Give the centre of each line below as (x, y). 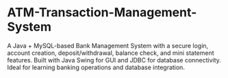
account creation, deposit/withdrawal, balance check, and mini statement (111, 53)
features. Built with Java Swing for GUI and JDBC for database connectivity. (114, 60)
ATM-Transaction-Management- (102, 13)
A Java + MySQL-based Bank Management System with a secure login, (108, 45)
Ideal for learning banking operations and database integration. (96, 67)
